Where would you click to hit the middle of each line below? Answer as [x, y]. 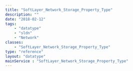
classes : [14, 42]
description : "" [22, 14]
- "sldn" [23, 33]
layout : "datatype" [25, 56]
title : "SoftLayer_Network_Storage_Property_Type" [59, 10]
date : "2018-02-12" [25, 19]
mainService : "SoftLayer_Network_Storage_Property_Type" [67, 61]
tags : [11, 24]
